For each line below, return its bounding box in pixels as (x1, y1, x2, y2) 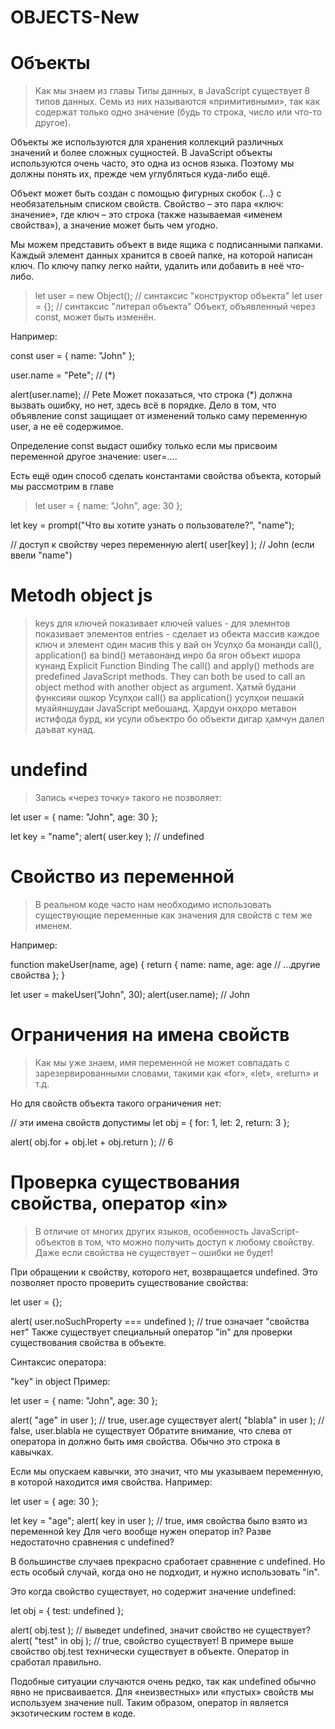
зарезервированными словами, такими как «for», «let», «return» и (34, 1067, 319, 1079)
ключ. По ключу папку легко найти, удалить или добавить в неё (10, 260, 285, 272)
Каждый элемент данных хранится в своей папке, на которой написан (10, 249, 313, 261)
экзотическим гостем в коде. (10, 1707, 136, 1719)
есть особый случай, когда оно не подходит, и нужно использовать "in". (10, 1566, 320, 1578)
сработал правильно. (10, 1656, 102, 1668)
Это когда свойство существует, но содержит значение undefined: (10, 1585, 297, 1597)
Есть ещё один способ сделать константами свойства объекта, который (10, 470, 322, 482)
